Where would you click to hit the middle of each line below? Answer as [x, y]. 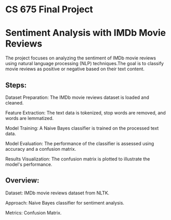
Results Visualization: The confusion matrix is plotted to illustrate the [78, 159]
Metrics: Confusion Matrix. [33, 213]
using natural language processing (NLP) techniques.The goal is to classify [85, 64]
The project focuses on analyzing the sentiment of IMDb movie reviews [81, 58]
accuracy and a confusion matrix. [41, 149]
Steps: [16, 85]
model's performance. [29, 164]
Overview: [22, 181]
